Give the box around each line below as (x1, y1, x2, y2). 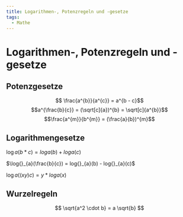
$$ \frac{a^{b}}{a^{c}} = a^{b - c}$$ (55, 97, 144, 104)
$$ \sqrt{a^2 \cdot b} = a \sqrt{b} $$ (54, 205, 145, 211)
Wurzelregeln (6, 189, 58, 199)
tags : (6, 14, 20, 20)
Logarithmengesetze (6, 133, 85, 143)
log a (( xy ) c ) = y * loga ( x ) (6, 171, 67, 178)
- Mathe (11, 20, 31, 25)
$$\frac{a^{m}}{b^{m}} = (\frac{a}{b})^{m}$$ (44, 116, 155, 123)
